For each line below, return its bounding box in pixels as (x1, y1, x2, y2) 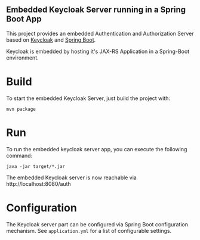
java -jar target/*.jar (6, 163, 66, 169)
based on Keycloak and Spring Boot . (6, 36, 96, 43)
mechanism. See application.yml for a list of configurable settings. (6, 227, 172, 234)
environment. (6, 54, 39, 61)
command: (6, 152, 33, 159)
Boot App (6, 14, 42, 24)
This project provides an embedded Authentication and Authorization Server (6, 30, 194, 37)
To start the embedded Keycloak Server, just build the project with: (6, 95, 171, 102)
